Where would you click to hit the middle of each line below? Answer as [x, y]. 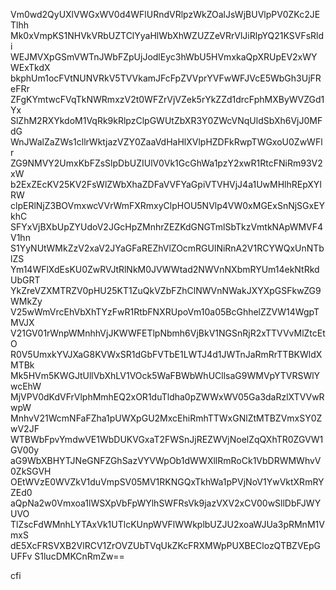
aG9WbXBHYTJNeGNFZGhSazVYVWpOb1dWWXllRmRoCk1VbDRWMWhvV [166, 460]
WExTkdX [30, 67]
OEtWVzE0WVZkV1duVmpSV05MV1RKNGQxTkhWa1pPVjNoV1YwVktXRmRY [167, 482]
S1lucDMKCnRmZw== [79, 556]
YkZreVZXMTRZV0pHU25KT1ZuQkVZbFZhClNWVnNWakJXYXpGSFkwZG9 [166, 290]
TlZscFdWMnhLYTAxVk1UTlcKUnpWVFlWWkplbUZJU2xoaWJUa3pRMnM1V [167, 524]
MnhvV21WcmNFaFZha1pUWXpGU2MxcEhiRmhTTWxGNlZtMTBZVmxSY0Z [166, 418]
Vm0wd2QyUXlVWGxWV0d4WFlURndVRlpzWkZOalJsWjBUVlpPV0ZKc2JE [165, 14]
